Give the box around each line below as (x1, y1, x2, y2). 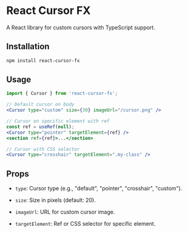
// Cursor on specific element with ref (6, 118, 110, 125)
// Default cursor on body (6, 102, 75, 108)
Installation (6, 41, 50, 52)
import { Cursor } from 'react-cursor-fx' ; (6, 91, 118, 97)
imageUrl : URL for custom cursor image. (15, 208, 115, 216)
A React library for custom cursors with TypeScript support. (6, 24, 156, 31)
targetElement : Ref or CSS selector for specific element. (15, 220, 156, 228)
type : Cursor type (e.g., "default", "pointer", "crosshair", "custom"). (15, 185, 183, 192)
